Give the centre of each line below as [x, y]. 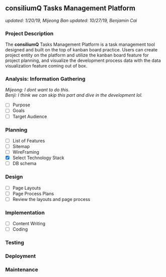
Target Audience [30, 116]
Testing [15, 243]
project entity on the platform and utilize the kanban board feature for [77, 55]
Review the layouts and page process [51, 199]
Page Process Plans [33, 193]
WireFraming [26, 152]
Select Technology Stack [38, 158]
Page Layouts [27, 188]
